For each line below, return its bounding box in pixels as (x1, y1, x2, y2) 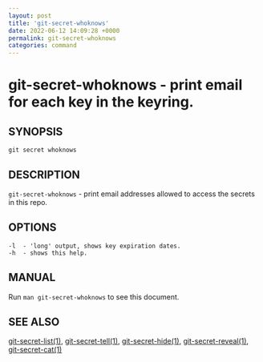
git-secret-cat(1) (8, 345, 63, 355)
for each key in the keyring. (8, 93, 194, 111)
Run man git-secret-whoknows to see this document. (8, 292, 180, 301)
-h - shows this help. (8, 249, 88, 257)
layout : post (8, 11, 52, 20)
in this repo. (8, 197, 48, 207)
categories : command (8, 42, 78, 50)
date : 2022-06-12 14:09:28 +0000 (8, 26, 120, 34)
